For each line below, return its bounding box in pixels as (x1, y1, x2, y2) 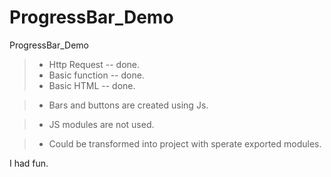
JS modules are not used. (48, 118, 155, 130)
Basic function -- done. (48, 69, 145, 81)
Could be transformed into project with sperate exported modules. (48, 137, 322, 150)
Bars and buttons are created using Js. (48, 99, 209, 111)
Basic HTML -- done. (48, 79, 136, 91)
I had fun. (9, 157, 49, 169)
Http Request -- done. (48, 58, 141, 70)
